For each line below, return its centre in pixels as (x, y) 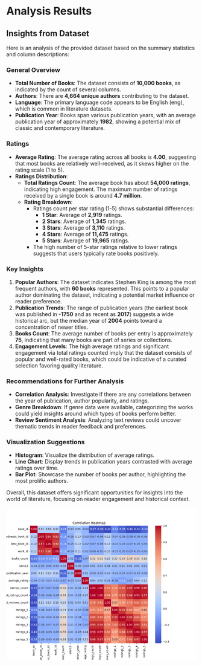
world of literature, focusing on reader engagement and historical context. (98, 499)
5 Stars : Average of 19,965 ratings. (86, 241)
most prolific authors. (41, 481)
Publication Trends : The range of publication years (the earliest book (101, 308)
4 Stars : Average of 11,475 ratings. (85, 234)
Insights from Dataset (48, 34)
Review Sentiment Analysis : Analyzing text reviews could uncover (98, 420)
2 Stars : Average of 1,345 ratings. (84, 221)
